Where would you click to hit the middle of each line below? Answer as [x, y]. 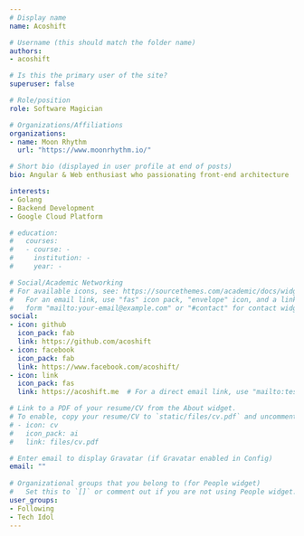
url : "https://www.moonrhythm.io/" [85, 150]
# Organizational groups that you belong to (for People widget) [135, 484]
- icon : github [38, 325]
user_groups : [34, 500]
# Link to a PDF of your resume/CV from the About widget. [123, 409]
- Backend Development [52, 208]
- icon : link [34, 375]
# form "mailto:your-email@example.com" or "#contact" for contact [143, 308]
